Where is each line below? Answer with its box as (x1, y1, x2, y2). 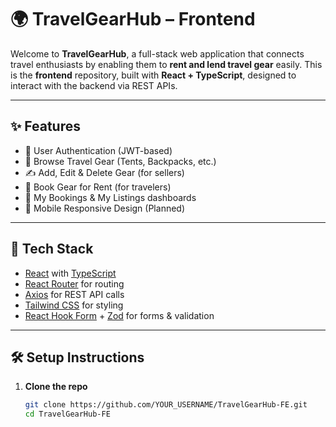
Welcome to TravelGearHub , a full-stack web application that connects (10, 47, 305, 60)
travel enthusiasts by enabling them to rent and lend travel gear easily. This (10, 58, 323, 70)
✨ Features (10, 118, 81, 135)
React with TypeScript (24, 267, 117, 279)
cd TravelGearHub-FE (24, 409, 111, 420)
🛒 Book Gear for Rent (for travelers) (24, 181, 172, 193)
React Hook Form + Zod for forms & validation (24, 309, 215, 321)
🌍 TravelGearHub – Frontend (10, 8, 256, 31)
